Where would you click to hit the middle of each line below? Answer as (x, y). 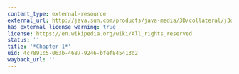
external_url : (28, 20)
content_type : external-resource (57, 14)
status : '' (23, 40)
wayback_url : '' (31, 60)
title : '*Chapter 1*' (39, 47)
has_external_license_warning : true (62, 27)
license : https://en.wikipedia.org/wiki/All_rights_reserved (100, 33)
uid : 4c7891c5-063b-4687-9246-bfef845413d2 (73, 54)
